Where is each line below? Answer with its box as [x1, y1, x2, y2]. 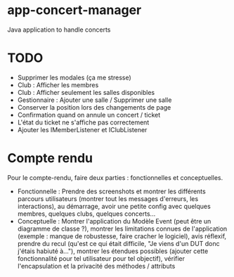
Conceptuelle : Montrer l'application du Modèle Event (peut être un [17, 217, 212, 225]
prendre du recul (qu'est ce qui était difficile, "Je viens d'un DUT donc [17, 239, 220, 247]
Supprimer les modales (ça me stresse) [17, 73, 131, 82]
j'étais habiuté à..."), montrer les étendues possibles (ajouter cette [17, 247, 209, 255]
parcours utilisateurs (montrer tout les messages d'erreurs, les [17, 194, 199, 202]
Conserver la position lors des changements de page [17, 103, 171, 111]
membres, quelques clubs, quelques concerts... [17, 210, 156, 218]
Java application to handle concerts [7, 25, 111, 34]
